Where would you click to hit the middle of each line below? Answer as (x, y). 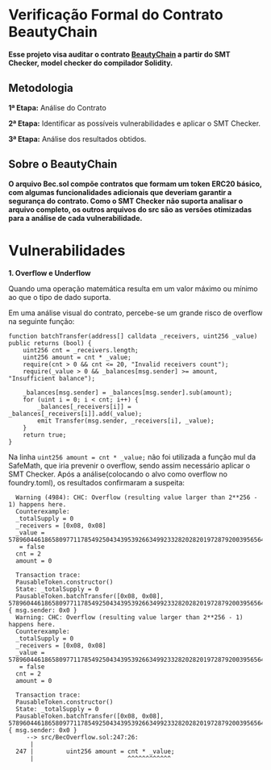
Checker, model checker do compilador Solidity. (91, 63)
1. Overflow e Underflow (50, 273)
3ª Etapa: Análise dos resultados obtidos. (77, 139)
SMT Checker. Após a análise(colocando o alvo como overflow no (118, 474)
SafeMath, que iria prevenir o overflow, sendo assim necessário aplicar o (129, 465)
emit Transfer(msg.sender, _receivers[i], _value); (126, 421)
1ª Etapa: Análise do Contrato (57, 107)
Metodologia (41, 88)
